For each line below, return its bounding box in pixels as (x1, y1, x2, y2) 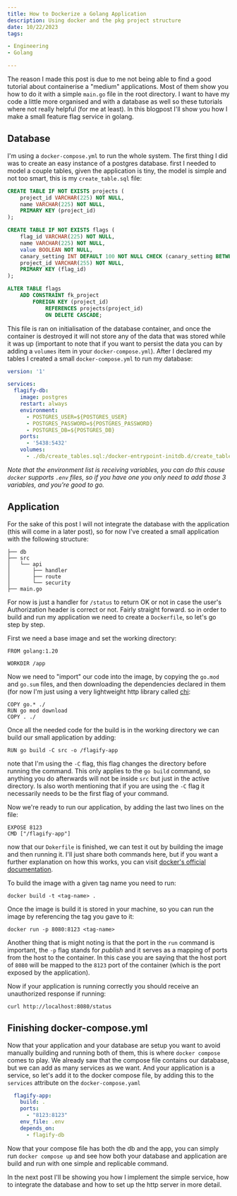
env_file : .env (20, 1118, 65, 1125)
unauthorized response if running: (7, 989, 107, 998)
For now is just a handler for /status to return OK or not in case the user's (7, 598, 222, 606)
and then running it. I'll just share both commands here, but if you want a (7, 850, 219, 858)
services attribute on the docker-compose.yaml (7, 1078, 141, 1087)
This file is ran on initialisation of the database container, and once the (7, 324, 212, 332)
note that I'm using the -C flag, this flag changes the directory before (7, 759, 207, 768)
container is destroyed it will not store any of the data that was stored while (7, 332, 226, 340)
